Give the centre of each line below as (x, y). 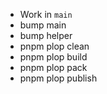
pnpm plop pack (53, 67)
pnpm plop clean (54, 46)
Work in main (46, 14)
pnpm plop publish (58, 78)
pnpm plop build (53, 57)
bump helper (46, 35)
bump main (43, 25)
